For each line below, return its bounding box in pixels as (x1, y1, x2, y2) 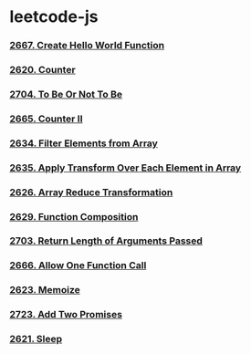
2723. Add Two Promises (9, 308, 123, 321)
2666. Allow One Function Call (9, 259, 147, 272)
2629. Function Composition (9, 210, 139, 223)
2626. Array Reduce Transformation (9, 185, 173, 198)
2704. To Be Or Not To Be (9, 88, 123, 100)
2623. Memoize (9, 284, 80, 297)
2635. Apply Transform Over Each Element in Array (9, 161, 242, 174)
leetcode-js (9, 6, 99, 27)
